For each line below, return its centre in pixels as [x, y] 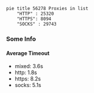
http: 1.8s [26, 73]
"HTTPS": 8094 [34, 19]
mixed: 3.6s [29, 66]
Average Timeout [28, 53]
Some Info [21, 39]
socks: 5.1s [28, 85]
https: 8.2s [28, 79]
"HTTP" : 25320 [35, 14]
